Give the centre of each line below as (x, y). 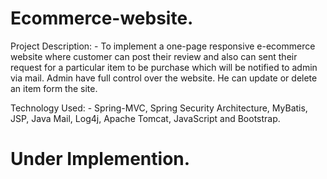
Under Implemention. (100, 159)
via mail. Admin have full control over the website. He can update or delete (164, 78)
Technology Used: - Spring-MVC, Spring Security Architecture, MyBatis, (159, 108)
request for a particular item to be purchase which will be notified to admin (164, 67)
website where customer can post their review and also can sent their (154, 56)
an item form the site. (54, 88)
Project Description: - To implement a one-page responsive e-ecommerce (163, 46)
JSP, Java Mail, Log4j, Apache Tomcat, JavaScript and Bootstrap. (145, 118)
